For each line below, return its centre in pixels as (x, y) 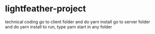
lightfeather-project (45, 9)
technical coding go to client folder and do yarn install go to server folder (78, 22)
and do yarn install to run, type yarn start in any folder (59, 26)
